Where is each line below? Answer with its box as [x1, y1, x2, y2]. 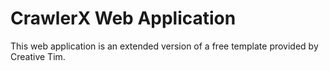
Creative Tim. [10, 50, 66, 62]
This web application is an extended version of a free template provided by [10, 40, 319, 52]
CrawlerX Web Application [10, 7, 237, 30]
